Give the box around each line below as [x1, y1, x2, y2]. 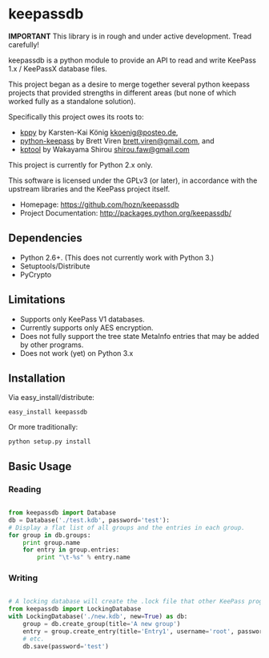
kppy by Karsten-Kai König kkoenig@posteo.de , [19, 127, 179, 137]
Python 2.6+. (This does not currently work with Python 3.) [19, 252, 215, 262]
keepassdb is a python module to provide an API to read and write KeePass [8, 55, 256, 65]
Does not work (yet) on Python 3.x [19, 348, 134, 357]
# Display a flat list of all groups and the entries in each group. [8, 523, 246, 531]
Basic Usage [8, 459, 72, 473]
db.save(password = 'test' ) [22, 642, 110, 650]
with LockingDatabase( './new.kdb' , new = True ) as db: [8, 612, 188, 621]
